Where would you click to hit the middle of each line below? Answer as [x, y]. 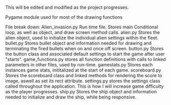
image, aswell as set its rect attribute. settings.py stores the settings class [83, 81]
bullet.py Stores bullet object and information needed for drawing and [79, 43]
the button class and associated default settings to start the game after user [85, 54]
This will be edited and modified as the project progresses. [67, 7]
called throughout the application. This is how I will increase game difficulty [85, 86]
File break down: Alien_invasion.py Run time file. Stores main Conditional [82, 27]
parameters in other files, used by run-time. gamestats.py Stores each [79, 65]
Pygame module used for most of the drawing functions [64, 17]
